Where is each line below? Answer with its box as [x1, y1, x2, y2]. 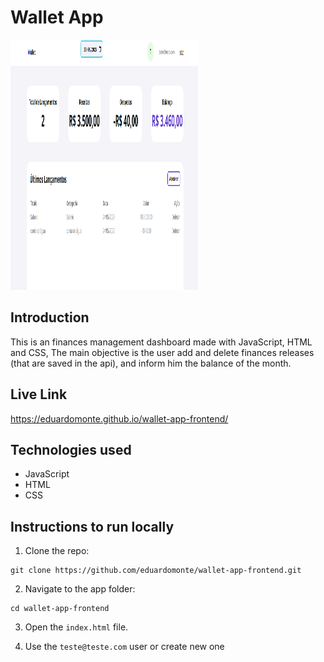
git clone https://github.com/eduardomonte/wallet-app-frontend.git [10, 566, 302, 576]
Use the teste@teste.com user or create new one [24, 641, 225, 653]
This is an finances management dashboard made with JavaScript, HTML [10, 336, 313, 348]
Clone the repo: [24, 545, 90, 557]
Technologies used [10, 441, 132, 458]
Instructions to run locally [10, 518, 175, 535]
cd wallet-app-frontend [10, 604, 110, 614]
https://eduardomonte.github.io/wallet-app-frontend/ [10, 412, 229, 425]
